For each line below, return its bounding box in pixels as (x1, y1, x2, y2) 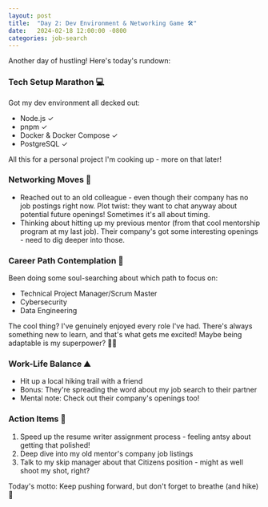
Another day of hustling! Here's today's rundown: (8, 56, 171, 66)
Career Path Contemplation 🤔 (8, 255, 124, 266)
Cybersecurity (19, 297, 68, 307)
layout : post (8, 11, 52, 20)
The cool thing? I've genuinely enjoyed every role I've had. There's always (8, 321, 253, 331)
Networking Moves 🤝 (8, 174, 92, 185)
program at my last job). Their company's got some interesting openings (19, 226, 258, 236)
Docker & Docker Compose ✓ (19, 130, 118, 140)
